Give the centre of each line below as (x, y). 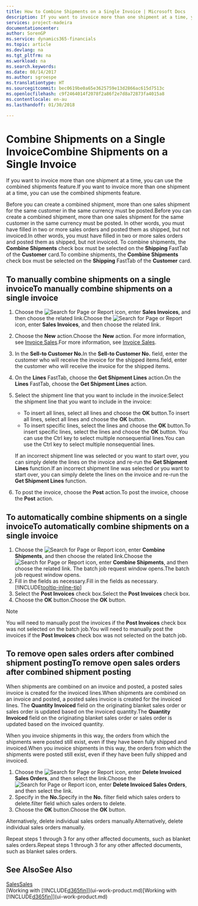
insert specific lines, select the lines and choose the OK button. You (106, 432)
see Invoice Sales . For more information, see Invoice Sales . (85, 342)
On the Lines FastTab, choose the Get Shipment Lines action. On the (98, 377)
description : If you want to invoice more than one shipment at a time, (97, 17)
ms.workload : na (26, 61)
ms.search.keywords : (32, 66)
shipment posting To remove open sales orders (93, 663)
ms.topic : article (29, 45)
